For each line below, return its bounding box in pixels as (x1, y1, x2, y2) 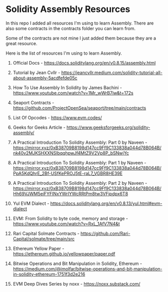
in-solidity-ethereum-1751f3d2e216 (12, 271, 85, 277)
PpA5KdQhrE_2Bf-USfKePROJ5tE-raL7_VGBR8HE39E (12, 170, 123, 176)
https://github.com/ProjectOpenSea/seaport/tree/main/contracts (12, 105, 146, 111)
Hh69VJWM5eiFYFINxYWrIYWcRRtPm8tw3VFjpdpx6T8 (12, 190, 128, 196)
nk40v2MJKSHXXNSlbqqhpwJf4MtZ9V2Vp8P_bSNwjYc (12, 150, 129, 156)
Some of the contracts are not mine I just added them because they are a (5, 35, 156, 41)
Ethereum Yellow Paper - (12, 245, 64, 251)
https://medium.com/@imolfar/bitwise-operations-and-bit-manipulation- (12, 265, 162, 271)
